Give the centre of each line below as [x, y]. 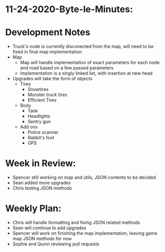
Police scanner [43, 132]
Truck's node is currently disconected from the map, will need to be [83, 46]
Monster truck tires [47, 95]
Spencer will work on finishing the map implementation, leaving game [85, 233]
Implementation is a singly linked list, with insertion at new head [86, 73]
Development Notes [48, 33]
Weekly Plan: [33, 209]
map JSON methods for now [42, 239]
